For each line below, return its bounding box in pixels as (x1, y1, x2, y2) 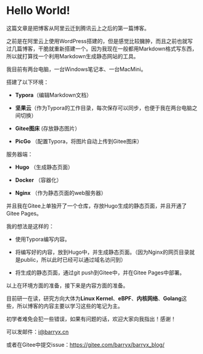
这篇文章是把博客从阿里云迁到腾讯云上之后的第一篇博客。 (6, 24, 150, 32)
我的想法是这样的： (6, 222, 55, 230)
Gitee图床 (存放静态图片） (15, 124, 81, 132)
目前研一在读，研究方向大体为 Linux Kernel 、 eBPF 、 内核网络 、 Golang (6, 294, 182, 302)
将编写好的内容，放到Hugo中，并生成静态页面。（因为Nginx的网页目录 (15, 248, 190, 256)
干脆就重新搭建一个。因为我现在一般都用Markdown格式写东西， (38, 45, 198, 52)
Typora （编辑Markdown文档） (15, 91, 92, 98)
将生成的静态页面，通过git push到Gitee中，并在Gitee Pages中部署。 (15, 268, 185, 276)
